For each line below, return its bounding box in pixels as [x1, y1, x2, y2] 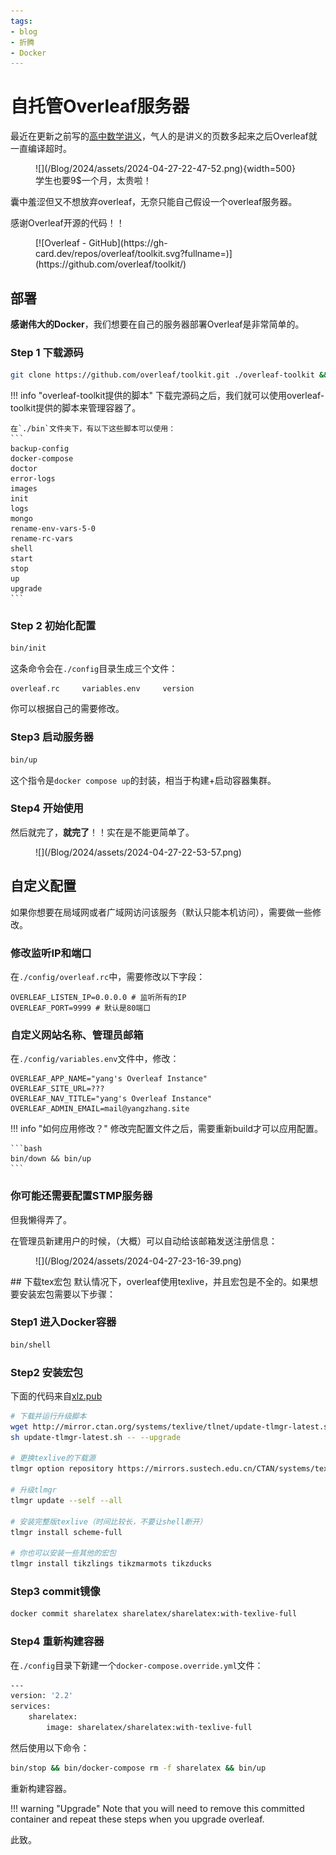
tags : [10, 16, 33, 26]
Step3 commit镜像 [10, 1585, 101, 1599]
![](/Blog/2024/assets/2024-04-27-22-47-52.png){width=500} [35, 163, 296, 175]
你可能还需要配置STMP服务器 [10, 1189, 153, 1203]
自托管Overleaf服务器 [10, 95, 190, 118]
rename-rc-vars [10, 534, 74, 544]
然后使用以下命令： [10, 1741, 90, 1754]
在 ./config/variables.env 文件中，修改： [10, 1053, 180, 1065]
